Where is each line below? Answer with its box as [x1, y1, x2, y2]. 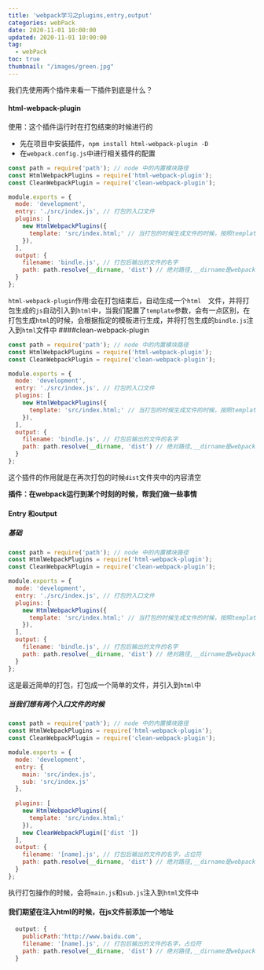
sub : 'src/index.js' [22, 778, 90, 785]
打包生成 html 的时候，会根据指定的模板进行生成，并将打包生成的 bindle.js [8, 315, 247, 324]
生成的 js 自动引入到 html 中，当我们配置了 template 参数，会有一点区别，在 [14, 306, 251, 315]
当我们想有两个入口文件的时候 [8, 700, 104, 709]
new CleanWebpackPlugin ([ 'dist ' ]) [22, 829, 139, 836]
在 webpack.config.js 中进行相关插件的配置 [19, 148, 156, 158]
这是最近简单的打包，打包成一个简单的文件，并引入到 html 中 [8, 680, 202, 690]
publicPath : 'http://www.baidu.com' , [22, 932, 143, 940]
